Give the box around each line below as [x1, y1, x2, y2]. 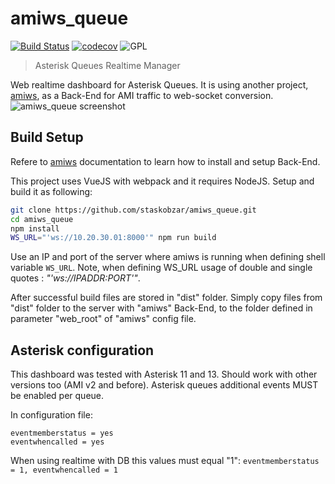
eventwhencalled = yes [10, 437, 105, 447]
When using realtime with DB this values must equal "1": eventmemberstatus [10, 455, 320, 467]
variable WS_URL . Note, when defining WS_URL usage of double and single [10, 262, 313, 274]
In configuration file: [10, 409, 93, 421]
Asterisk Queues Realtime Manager [34, 59, 181, 71]
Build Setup [10, 129, 84, 146]
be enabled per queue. [10, 390, 105, 402]
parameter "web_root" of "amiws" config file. [10, 313, 197, 325]
